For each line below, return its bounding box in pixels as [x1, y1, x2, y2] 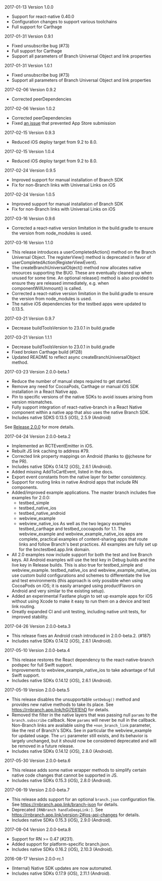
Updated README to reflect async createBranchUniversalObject [11, 354, 140, 360]
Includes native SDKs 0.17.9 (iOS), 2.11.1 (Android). [11, 870, 111, 876]
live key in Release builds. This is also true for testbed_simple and [11, 562, 143, 568]
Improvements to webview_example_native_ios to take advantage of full [11, 667, 155, 673]
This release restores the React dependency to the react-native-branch [11, 657, 154, 663]
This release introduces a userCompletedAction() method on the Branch [11, 249, 156, 255]
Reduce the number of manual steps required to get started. [11, 378, 132, 384]
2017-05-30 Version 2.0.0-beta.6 [4, 758, 71, 764]
